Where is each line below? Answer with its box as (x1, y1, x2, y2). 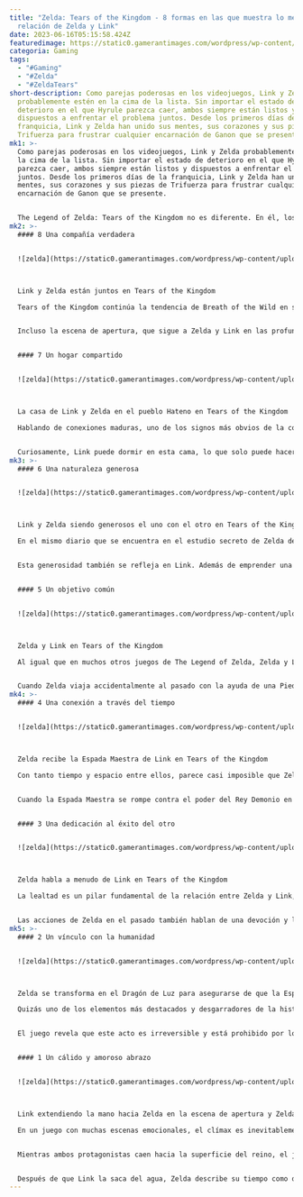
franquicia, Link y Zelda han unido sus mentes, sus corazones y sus (17, 123, 284, 132)
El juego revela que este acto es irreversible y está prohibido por (17, 1029, 284, 1038)
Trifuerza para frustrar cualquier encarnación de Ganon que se (17, 131, 264, 140)
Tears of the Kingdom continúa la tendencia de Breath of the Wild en (17, 303, 289, 312)
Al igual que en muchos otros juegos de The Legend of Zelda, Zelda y (17, 657, 289, 667)
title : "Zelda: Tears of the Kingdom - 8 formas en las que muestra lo (9, 13, 284, 23)
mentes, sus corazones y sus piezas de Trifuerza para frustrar (17, 181, 264, 190)
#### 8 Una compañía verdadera (17, 230, 135, 239)
